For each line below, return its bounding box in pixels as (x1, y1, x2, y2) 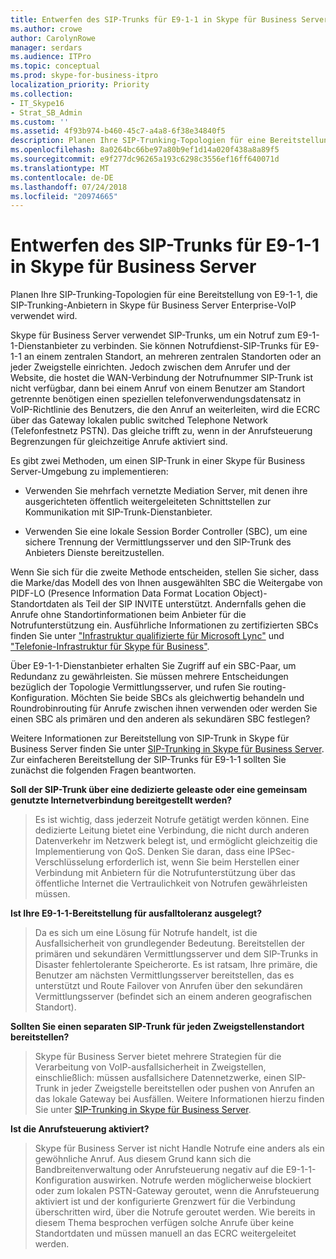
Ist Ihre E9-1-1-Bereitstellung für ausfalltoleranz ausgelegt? (10, 907, 263, 920)
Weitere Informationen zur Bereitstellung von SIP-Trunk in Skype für (10, 732, 290, 745)
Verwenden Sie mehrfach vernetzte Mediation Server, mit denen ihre (24, 485, 308, 497)
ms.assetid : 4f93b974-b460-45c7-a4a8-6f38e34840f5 (10, 126, 226, 136)
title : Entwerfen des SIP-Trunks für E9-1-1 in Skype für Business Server (10, 14, 329, 25)
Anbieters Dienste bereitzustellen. (24, 547, 165, 559)
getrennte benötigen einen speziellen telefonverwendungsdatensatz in (10, 393, 302, 405)
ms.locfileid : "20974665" (10, 191, 118, 201)
